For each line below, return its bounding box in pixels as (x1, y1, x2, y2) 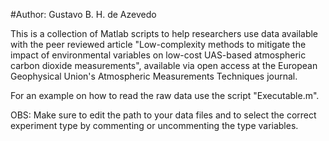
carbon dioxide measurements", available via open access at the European (10, 60, 318, 71)
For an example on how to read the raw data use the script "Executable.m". (10, 90, 320, 101)
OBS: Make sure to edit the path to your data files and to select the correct (10, 109, 317, 121)
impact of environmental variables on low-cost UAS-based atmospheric (10, 49, 307, 61)
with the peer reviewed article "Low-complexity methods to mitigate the (10, 39, 307, 50)
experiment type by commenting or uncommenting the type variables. (10, 120, 299, 131)
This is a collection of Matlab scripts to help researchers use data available (10, 28, 319, 39)
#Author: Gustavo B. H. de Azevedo (10, 9, 157, 20)
